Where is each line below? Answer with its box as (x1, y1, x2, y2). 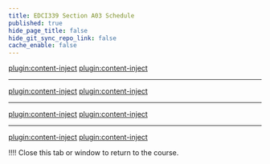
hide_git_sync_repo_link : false (8, 34, 117, 42)
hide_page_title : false (8, 26, 88, 34)
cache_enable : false (8, 42, 78, 50)
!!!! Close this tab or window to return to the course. (8, 148, 179, 158)
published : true (8, 19, 63, 27)
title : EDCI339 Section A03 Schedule (8, 11, 135, 20)
